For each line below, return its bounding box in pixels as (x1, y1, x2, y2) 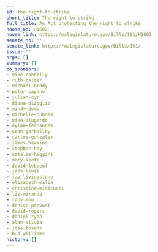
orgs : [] (6, 54, 29, 61)
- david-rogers (6, 208, 45, 214)
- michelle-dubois (6, 111, 53, 117)
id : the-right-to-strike (6, 9, 70, 15)
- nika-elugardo (6, 117, 48, 123)
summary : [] (6, 60, 37, 66)
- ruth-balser (6, 77, 43, 83)
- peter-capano (6, 89, 45, 95)
